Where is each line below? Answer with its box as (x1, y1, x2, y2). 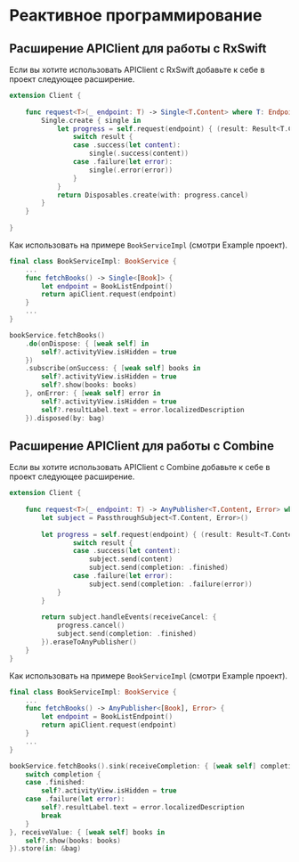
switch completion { (25, 769, 101, 779)
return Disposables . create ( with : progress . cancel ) (56, 191, 249, 199)
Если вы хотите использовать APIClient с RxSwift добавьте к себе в (9, 64, 265, 75)
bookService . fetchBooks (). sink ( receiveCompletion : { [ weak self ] (9, 761, 256, 770)
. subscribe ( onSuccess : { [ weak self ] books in (25, 364, 201, 373)
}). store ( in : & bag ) (9, 844, 82, 853)
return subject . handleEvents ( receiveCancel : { (41, 613, 217, 622)
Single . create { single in (41, 116, 141, 125)
